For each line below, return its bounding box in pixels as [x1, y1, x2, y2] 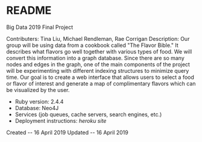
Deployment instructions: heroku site [14, 117, 107, 124]
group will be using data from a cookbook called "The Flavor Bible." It [6, 42, 179, 49]
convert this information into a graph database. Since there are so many [6, 54, 185, 61]
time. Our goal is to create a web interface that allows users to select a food [6, 73, 195, 81]
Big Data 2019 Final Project [6, 23, 74, 31]
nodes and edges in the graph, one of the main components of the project [6, 61, 190, 68]
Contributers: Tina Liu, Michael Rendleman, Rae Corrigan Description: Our [6, 35, 190, 42]
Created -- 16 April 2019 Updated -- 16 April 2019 [6, 129, 128, 136]
